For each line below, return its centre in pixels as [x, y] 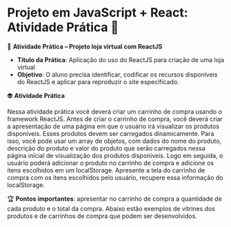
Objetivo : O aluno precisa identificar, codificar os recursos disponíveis [117, 75]
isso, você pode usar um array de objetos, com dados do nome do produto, [114, 141]
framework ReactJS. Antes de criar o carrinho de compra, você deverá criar [115, 119]
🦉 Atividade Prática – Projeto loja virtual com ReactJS [85, 46]
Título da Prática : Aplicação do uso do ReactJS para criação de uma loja [121, 59]
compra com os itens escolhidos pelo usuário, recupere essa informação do [115, 177]
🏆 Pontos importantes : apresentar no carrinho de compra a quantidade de [115, 199]
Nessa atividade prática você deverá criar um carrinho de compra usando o [115, 111]
